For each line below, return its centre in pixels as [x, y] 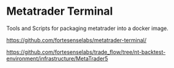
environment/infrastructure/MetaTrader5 [57, 58]
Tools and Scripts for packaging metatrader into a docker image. [88, 28]
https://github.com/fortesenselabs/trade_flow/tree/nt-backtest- [86, 52]
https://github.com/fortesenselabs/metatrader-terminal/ [76, 40]
